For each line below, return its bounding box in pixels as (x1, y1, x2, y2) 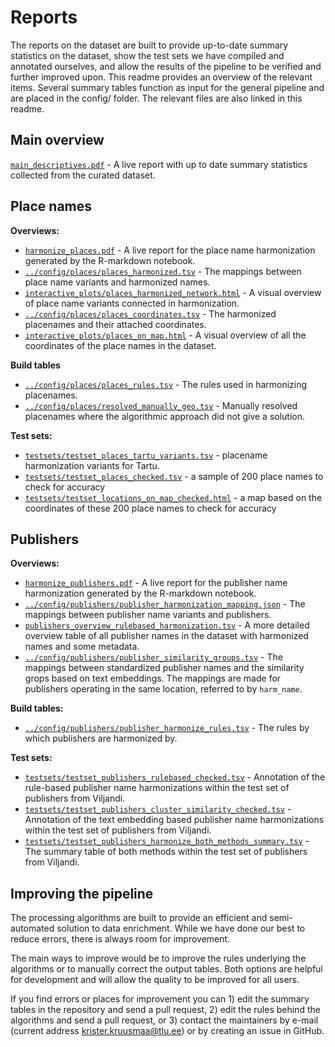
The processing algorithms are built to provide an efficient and (10, 912, 268, 924)
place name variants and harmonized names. (24, 276, 211, 288)
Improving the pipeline (10, 885, 154, 902)
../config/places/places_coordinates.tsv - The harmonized (24, 307, 277, 320)
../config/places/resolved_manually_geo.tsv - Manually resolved (24, 399, 298, 411)
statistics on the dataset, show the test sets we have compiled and (10, 49, 285, 61)
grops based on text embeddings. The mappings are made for (24, 672, 282, 685)
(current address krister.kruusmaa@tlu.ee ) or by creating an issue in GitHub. (10, 1025, 325, 1037)
